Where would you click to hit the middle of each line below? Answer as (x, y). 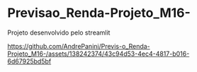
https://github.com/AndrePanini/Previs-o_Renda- (79, 46)
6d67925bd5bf (29, 61)
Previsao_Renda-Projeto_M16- (99, 13)
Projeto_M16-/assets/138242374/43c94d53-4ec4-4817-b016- (98, 54)
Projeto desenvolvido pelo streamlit (59, 32)
